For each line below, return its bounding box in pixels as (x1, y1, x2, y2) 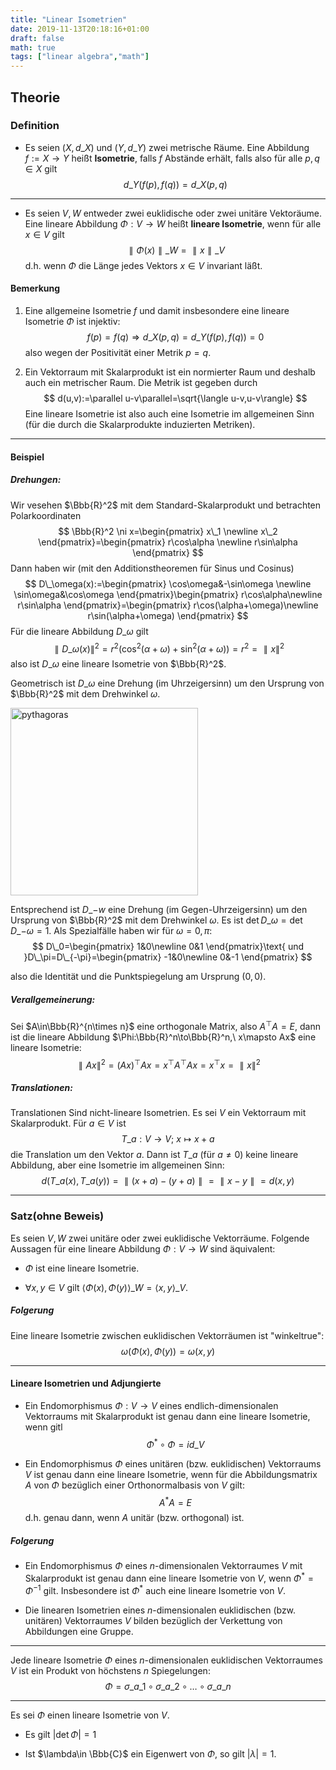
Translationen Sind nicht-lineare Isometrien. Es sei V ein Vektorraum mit (10, 1107, 307, 1119)
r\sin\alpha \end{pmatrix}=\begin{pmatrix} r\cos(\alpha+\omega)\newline (17, 599, 319, 611)
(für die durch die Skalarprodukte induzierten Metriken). (24, 419, 256, 431)
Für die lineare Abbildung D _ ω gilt (10, 625, 149, 637)
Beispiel (10, 451, 45, 463)
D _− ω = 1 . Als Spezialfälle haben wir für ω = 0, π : (10, 925, 213, 937)
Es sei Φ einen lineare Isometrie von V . (10, 1709, 170, 1721)
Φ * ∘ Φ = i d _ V (146, 1436, 205, 1450)
